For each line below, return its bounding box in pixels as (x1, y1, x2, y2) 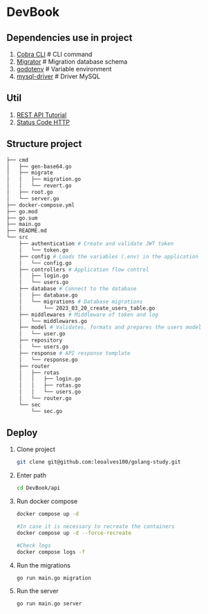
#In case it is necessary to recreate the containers (16, 523, 175, 530)
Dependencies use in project (6, 32, 133, 44)
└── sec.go (31, 407, 63, 414)
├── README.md (6, 227, 48, 234)
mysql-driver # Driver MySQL (16, 72, 101, 80)
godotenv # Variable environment (16, 65, 112, 73)
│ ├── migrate (6, 169, 53, 177)
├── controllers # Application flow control (19, 266, 149, 273)
